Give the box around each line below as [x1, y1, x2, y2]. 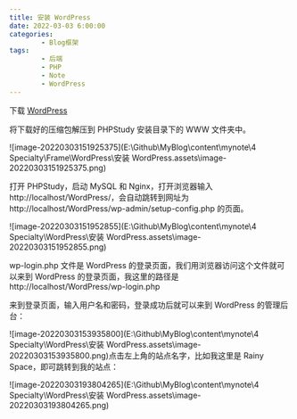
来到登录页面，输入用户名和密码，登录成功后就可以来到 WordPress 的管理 [9, 300, 281, 310]
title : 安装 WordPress [9, 12, 91, 22]
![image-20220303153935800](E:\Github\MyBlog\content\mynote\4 [9, 328, 260, 339]
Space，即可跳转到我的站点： [9, 361, 119, 372]
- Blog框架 [41, 37, 79, 47]
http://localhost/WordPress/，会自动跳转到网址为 [9, 192, 190, 202]
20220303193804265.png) [9, 399, 110, 410]
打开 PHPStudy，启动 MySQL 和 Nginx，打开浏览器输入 [9, 180, 214, 192]
